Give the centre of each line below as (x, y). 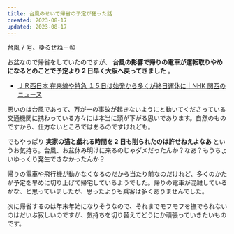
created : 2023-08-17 (37, 20)
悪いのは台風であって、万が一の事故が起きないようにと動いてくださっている (117, 110)
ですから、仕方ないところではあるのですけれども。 (81, 127)
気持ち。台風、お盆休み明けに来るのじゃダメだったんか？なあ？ (111, 150)
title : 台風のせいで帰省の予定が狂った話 (60, 14)
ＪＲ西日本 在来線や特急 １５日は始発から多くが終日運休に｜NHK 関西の (121, 86)
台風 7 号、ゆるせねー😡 (42, 47)
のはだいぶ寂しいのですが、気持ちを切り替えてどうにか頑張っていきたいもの (117, 215)
